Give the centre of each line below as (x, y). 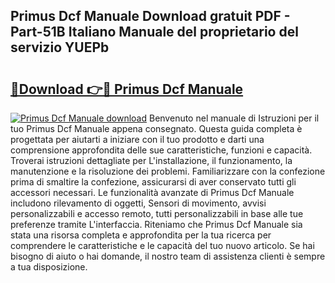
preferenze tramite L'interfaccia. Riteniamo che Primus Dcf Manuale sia (156, 224)
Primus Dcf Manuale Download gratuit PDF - (150, 16)
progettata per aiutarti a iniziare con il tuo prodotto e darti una (137, 139)
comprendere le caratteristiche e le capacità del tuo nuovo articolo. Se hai (162, 245)
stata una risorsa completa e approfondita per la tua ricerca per (141, 235)
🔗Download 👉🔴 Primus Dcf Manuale (127, 89)
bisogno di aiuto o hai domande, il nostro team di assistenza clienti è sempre (168, 256)
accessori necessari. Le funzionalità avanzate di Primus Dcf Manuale (152, 192)
